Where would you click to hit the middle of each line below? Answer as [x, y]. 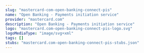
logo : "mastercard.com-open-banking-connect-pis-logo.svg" [69, 29]
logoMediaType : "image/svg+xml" [39, 33]
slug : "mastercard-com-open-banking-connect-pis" [59, 10]
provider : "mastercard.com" [35, 19]
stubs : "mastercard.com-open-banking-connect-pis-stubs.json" [72, 43]
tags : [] [14, 38]
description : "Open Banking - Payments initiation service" [70, 24]
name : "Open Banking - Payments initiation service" [62, 15]
